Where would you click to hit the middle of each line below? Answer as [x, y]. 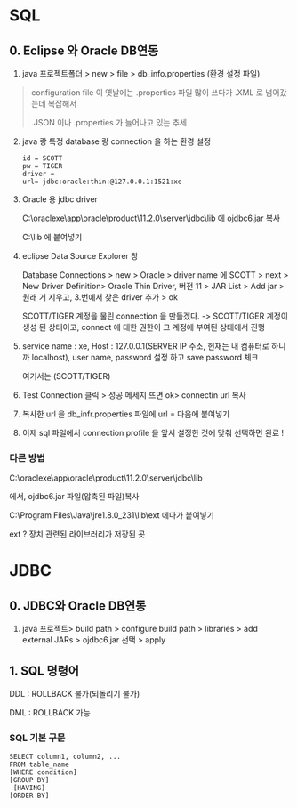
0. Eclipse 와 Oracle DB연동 [84, 50]
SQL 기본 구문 [37, 738]
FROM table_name [39, 765]
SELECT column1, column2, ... [65, 757]
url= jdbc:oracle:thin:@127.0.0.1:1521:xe [102, 182]
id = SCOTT [42, 158]
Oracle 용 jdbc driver [60, 199]
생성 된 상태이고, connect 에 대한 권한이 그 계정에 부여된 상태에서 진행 [143, 327]
